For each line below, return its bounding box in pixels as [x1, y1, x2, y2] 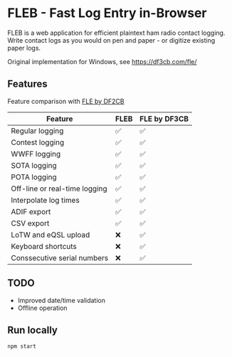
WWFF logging [11, 149, 61, 159]
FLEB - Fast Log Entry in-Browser [7, 5, 208, 21]
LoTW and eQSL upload [11, 230, 90, 240]
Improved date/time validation [17, 296, 105, 304]
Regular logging [11, 126, 64, 136]
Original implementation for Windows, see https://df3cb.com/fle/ [7, 57, 197, 65]
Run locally [7, 324, 58, 336]
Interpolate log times [11, 195, 80, 205]
